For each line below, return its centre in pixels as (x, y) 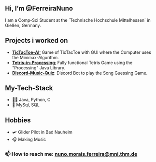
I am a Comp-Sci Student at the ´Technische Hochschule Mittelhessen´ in (78, 20)
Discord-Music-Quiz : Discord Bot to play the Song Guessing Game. (80, 73)
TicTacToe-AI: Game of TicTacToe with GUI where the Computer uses (81, 52)
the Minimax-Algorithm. (35, 57)
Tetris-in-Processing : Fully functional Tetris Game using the (72, 63)
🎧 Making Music (29, 139)
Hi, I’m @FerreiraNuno (39, 8)
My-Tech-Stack (29, 88)
